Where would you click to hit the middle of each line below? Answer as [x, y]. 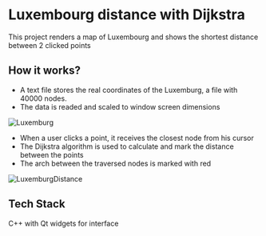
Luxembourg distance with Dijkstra [127, 15]
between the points [52, 154]
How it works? [45, 71]
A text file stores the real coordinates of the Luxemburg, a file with [129, 90]
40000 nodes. [43, 98]
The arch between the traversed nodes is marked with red [115, 163]
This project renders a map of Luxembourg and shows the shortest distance [133, 37]
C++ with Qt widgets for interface [64, 223]
